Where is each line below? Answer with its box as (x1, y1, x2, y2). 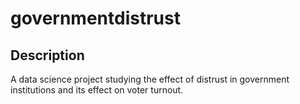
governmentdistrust (10, 7, 181, 30)
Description (10, 47, 85, 64)
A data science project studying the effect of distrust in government (10, 73, 290, 85)
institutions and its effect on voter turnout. (10, 84, 184, 96)
